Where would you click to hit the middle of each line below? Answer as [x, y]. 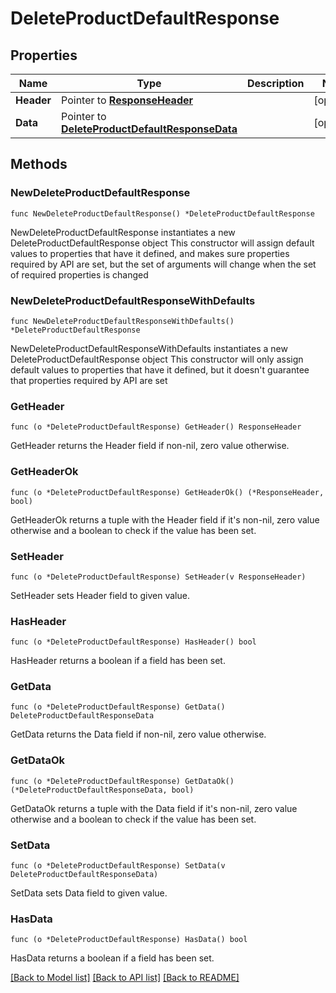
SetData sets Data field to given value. [89, 893]
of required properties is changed [79, 274]
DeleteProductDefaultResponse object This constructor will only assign [157, 359]
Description [276, 83]
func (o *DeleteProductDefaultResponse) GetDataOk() [122, 781]
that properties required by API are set [89, 380]
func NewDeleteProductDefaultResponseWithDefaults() [122, 321]
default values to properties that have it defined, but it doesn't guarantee [160, 369]
